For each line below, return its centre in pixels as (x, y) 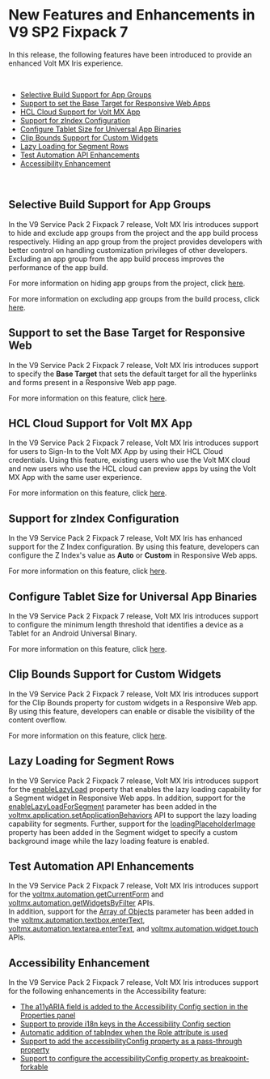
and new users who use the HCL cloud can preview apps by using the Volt (132, 469)
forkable (34, 1067)
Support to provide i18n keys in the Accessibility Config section (125, 1024)
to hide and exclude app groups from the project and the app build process (133, 233)
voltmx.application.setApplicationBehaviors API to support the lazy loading (133, 815)
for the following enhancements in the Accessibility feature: (108, 991)
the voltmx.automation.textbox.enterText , (77, 920)
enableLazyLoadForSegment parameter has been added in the (112, 806)
